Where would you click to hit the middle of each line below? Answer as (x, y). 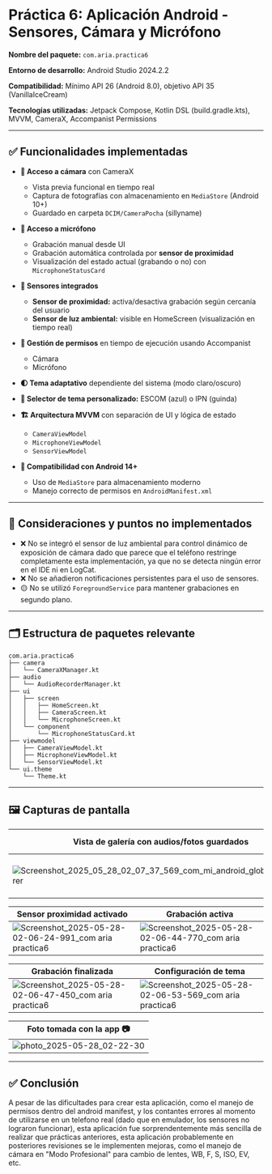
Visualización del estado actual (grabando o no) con (119, 262)
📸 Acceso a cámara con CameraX (77, 171)
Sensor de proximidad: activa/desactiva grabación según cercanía (144, 301)
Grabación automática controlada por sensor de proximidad (133, 253)
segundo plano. (46, 599)
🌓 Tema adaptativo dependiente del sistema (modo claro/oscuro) (130, 383)
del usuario (51, 310)
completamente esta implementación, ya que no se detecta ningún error (140, 561)
